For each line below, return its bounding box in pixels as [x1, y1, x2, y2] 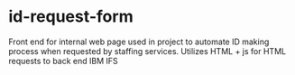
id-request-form [8, 6, 134, 27]
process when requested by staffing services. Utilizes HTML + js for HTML [8, 45, 286, 56]
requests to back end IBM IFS [8, 55, 118, 66]
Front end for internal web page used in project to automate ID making [8, 36, 270, 47]
